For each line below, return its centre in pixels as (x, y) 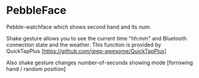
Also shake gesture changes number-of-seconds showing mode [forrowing (100, 63)
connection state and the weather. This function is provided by (84, 45)
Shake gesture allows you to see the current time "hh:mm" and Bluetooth (96, 38)
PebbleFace (36, 10)
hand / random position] (36, 68)
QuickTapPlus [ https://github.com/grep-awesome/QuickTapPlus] (86, 51)
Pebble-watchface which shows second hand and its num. (79, 27)
